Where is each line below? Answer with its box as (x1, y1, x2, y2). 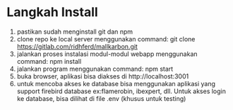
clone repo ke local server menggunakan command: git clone (16, 34, 196, 43)
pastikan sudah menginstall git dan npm (16, 27, 133, 36)
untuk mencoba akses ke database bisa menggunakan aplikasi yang (16, 79, 216, 88)
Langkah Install (6, 4, 98, 20)
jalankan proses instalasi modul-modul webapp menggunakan (16, 50, 198, 58)
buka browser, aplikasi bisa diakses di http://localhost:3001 (16, 71, 189, 81)
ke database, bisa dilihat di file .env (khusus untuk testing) (16, 94, 186, 102)
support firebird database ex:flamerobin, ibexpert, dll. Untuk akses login (16, 87, 227, 95)
